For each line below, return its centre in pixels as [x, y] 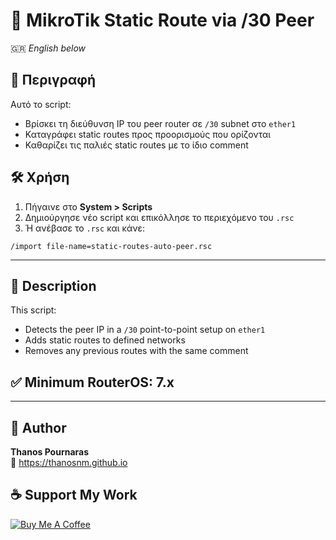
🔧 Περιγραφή [53, 80]
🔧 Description [53, 285]
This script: [33, 310]
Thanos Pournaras [50, 452]
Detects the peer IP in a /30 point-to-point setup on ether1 [145, 330]
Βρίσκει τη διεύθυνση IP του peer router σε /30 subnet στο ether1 [160, 123]
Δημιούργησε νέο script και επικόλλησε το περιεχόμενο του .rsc [159, 217]
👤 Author [38, 427]
